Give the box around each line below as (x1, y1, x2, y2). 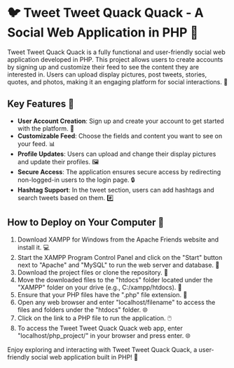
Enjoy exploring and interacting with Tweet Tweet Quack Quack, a (7, 345, 198, 354)
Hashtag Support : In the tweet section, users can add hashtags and (17, 185, 215, 194)
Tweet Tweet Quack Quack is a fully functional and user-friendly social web (7, 48, 226, 56)
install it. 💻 (17, 243, 50, 251)
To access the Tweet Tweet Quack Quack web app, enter (17, 324, 184, 332)
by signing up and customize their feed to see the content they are (7, 63, 200, 71)
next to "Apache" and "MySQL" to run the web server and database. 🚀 (17, 261, 220, 269)
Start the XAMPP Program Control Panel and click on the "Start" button (17, 253, 223, 261)
